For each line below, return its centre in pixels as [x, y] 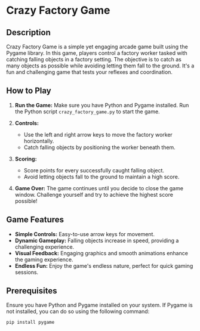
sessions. [27, 272]
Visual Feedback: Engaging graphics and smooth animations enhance [101, 253]
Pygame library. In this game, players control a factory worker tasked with [97, 53]
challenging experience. [44, 247]
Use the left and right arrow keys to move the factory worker [98, 134]
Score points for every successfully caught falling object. [94, 170]
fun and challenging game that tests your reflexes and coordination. [90, 72]
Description [28, 33]
